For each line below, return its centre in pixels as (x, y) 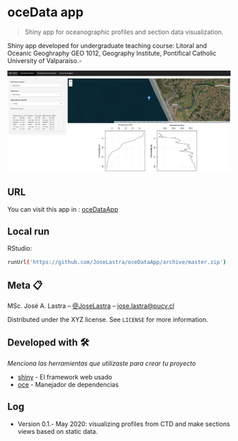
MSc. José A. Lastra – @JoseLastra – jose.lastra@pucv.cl (91, 306)
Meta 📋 (25, 285)
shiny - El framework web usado (65, 377)
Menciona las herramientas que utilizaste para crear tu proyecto (102, 363)
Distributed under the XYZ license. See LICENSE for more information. (108, 320)
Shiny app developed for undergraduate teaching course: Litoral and (107, 45)
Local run (28, 231)
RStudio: (20, 248)
